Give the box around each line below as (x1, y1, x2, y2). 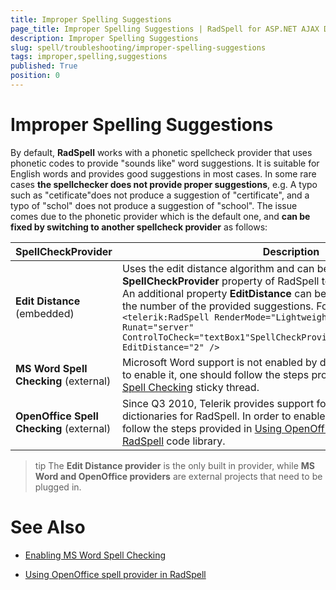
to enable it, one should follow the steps (121, 367, 310, 381)
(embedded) (15, 306, 75, 320)
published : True (10, 61, 78, 71)
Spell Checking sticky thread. (121, 380, 260, 394)
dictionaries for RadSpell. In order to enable (121, 409, 326, 423)
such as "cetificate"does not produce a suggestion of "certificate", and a (10, 189, 310, 201)
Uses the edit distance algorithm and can (121, 261, 315, 275)
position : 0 (10, 71, 60, 81)
